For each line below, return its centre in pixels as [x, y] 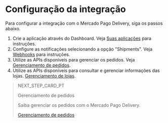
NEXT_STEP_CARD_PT [41, 85]
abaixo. [13, 28]
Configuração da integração [66, 9]
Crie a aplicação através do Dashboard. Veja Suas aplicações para [82, 38]
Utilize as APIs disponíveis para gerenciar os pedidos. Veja [74, 59]
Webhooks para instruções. [41, 54]
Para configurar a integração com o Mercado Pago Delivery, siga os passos [84, 23]
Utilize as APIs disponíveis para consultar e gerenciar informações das [86, 70]
